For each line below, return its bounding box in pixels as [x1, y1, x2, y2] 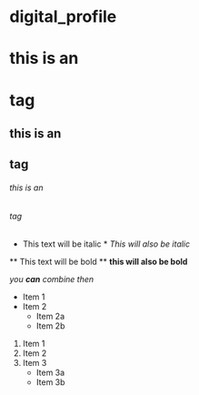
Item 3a [35, 367, 65, 379]
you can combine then [9, 274, 95, 285]
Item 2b [35, 320, 65, 331]
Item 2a [35, 311, 65, 322]
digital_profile [9, 6, 117, 27]
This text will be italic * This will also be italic [22, 238, 191, 249]
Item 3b [35, 377, 65, 388]
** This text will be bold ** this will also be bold [9, 257, 188, 268]
